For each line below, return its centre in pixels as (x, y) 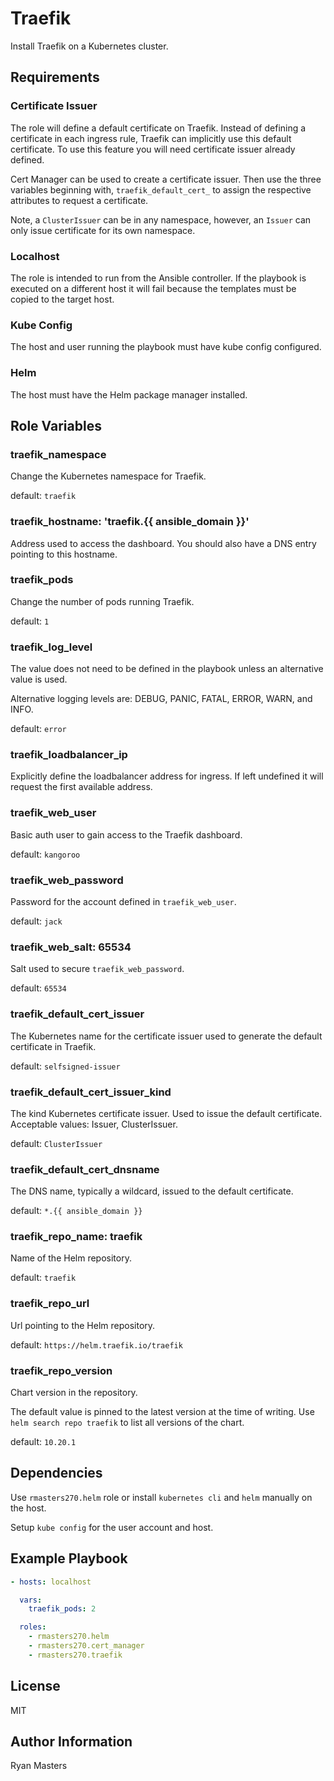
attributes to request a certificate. (79, 200)
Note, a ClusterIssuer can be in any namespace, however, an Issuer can (161, 219)
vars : (31, 1600)
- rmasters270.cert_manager (86, 1646)
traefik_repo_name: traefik (76, 1237)
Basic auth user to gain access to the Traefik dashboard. (126, 834)
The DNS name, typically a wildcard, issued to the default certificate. (152, 1191)
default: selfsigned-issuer (65, 1066)
